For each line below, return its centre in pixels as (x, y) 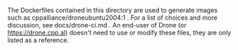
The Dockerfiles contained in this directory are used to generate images (113, 10)
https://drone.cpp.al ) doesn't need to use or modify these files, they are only (119, 32)
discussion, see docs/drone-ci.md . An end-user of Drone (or (97, 25)
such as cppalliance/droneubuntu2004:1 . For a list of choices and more (113, 18)
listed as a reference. (38, 40)
